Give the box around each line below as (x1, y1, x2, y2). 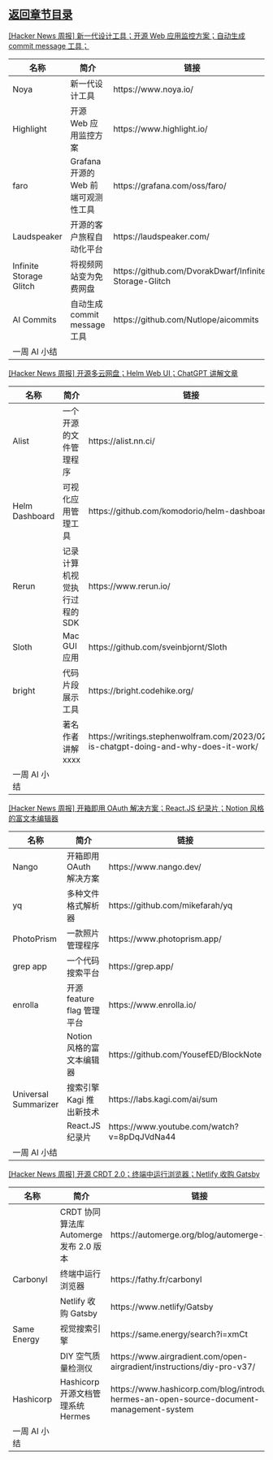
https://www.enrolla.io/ (108, 999, 197, 1010)
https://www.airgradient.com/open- (110, 1350, 248, 1362)
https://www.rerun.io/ (88, 580, 171, 591)
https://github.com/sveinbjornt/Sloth (88, 641, 227, 652)
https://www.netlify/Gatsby (110, 1301, 214, 1312)
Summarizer (12, 1099, 59, 1110)
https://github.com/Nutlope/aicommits (113, 313, 259, 325)
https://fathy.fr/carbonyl (110, 1273, 202, 1285)
